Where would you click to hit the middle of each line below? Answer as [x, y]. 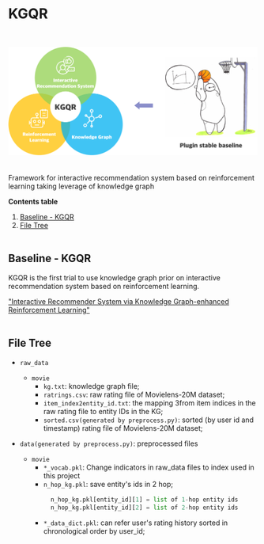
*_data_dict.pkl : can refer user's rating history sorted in [136, 523]
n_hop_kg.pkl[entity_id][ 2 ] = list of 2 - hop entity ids [144, 508]
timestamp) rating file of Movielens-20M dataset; [123, 428]
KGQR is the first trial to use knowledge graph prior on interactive [115, 277]
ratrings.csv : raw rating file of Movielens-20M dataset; [134, 394]
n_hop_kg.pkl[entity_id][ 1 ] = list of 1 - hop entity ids [144, 500]
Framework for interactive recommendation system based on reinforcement [132, 177]
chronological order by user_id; [94, 531]
